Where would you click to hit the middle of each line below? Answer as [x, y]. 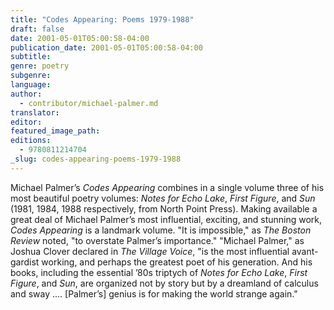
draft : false [37, 29]
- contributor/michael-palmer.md [89, 103]
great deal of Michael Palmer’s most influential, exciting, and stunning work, [166, 219]
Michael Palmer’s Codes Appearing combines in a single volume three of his [167, 187]
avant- [305, 251]
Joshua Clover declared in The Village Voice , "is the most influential [150, 251]
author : [26, 94]
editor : [26, 122]
